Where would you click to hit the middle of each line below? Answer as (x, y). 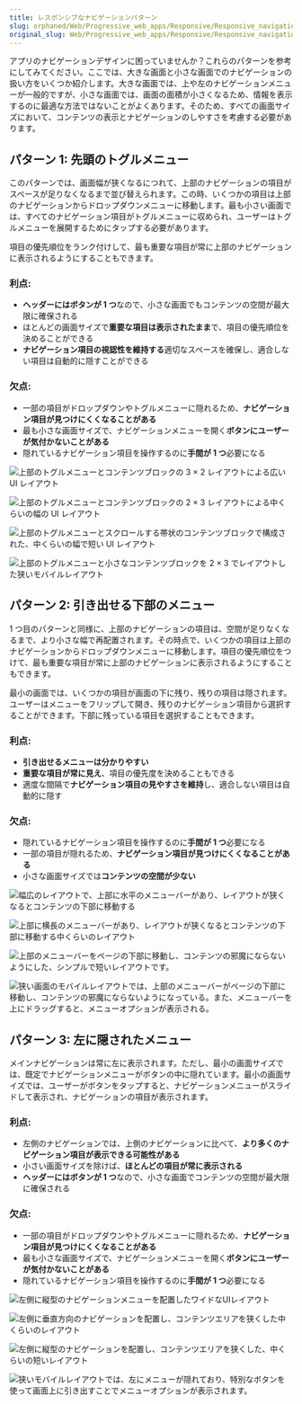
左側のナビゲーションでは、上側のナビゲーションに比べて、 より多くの (151, 1143)
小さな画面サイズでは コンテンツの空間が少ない (109, 876)
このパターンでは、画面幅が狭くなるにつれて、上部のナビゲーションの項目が (151, 183)
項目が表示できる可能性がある (125, 1155)
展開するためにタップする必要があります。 (135, 228)
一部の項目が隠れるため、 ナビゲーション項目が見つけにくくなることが (152, 854)
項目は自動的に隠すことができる (89, 361)
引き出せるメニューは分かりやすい (85, 761)
